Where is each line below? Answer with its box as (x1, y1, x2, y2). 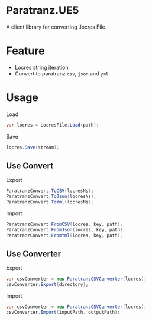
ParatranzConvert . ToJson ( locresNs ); (6, 194, 96, 200)
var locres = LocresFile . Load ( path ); (6, 122, 99, 128)
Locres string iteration (14, 64, 69, 71)
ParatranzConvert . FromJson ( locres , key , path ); (6, 226, 126, 232)
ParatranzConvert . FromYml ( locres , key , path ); (6, 232, 123, 238)
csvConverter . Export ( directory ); (6, 282, 89, 288)
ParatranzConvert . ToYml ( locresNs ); (6, 199, 94, 205)
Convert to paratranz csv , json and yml (14, 70, 109, 77)
